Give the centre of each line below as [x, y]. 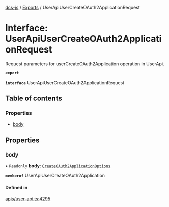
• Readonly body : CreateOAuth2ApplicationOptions [58, 166]
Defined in [17, 187]
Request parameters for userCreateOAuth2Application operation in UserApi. [85, 64]
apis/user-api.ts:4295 [28, 199]
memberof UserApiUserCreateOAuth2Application [55, 176]
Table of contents [34, 99]
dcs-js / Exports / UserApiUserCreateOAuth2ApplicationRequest [73, 7]
